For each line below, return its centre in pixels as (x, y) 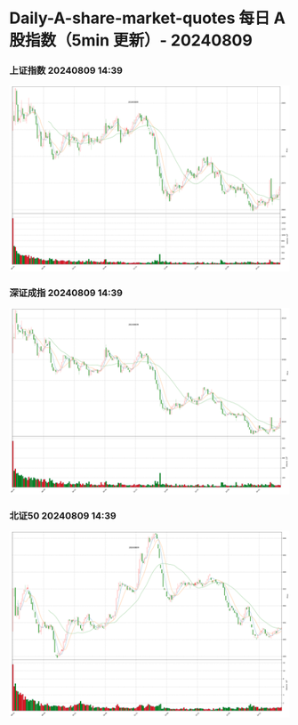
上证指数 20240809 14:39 (66, 70)
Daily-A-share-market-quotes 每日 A (148, 18)
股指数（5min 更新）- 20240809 (131, 40)
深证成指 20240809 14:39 (66, 293)
